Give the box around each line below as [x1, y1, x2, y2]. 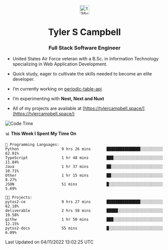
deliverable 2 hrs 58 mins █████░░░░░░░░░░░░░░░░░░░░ [5, 208, 163, 213]
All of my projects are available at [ [12, 106, 85, 112]
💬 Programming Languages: [5, 142, 59, 147]
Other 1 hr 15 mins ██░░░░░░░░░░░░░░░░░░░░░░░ [5, 173, 163, 178]
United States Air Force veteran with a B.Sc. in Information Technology [12, 56, 159, 62]
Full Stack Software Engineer [48, 44, 121, 51]
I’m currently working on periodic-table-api [12, 86, 102, 92]
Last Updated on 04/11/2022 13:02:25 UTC [5, 239, 94, 245]
